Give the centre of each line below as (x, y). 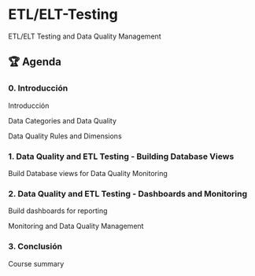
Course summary (36, 263)
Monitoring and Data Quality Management (76, 226)
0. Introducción (38, 88)
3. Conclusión (35, 247)
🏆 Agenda (35, 62)
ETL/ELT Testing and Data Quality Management (85, 36)
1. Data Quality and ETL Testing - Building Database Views (121, 156)
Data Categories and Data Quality (62, 120)
